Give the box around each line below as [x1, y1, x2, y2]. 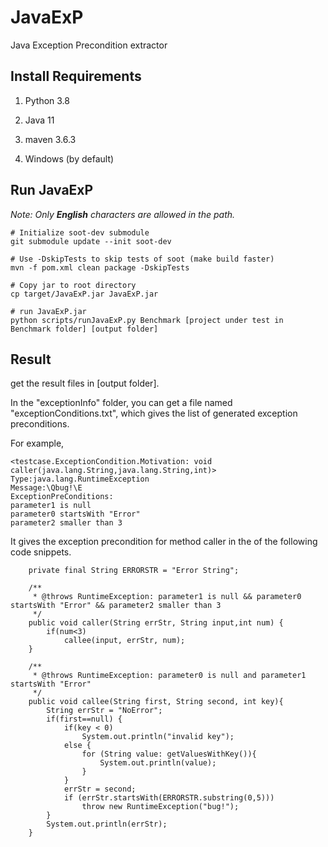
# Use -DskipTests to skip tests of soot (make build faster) [10, 254, 275, 264]
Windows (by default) [24, 152, 115, 165]
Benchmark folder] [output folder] [10, 324, 159, 334]
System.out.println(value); [99, 758, 217, 768]
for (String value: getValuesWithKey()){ [81, 749, 257, 760]
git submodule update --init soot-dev [10, 236, 172, 246]
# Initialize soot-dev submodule [10, 227, 150, 238]
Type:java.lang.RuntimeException [10, 474, 150, 485]
